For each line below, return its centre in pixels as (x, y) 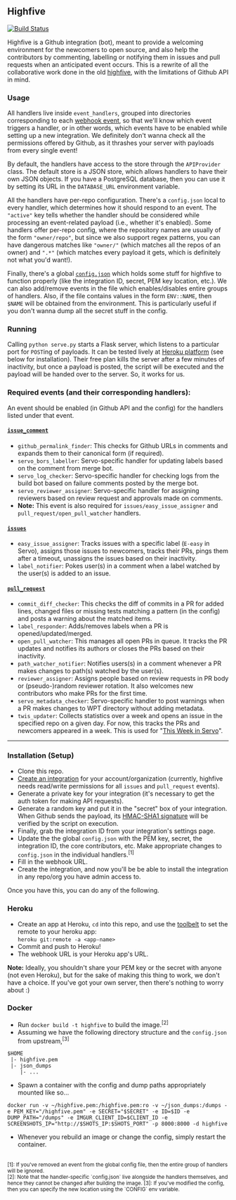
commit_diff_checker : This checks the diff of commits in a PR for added (120, 604)
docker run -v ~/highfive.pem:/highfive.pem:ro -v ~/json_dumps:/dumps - (118, 1106)
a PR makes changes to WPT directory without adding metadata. (111, 708)
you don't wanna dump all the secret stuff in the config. (87, 311)
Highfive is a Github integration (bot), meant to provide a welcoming (105, 42)
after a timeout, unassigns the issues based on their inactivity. (107, 558)
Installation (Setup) (41, 755)
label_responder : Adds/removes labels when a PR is (93, 626)
